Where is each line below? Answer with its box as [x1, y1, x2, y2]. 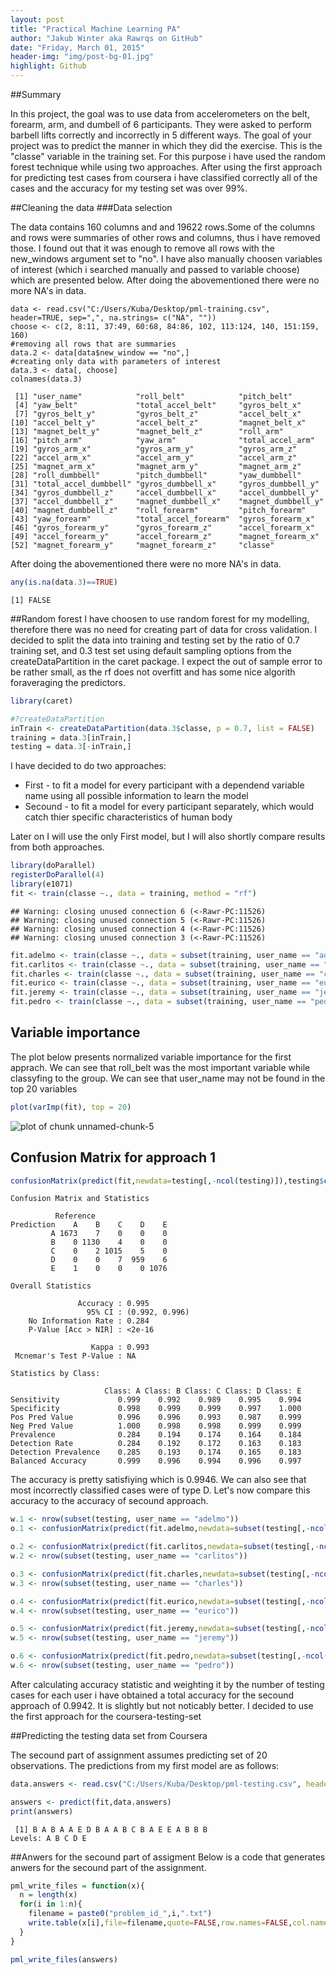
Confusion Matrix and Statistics [10, 1194, 150, 1204]
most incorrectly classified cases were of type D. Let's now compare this [10, 1484, 311, 1496]
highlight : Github [10, 61, 87, 71]
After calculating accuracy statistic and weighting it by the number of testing [10, 1678, 325, 1690]
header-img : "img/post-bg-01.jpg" [10, 52, 155, 62]
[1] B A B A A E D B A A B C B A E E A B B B [14, 1824, 208, 1835]
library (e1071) [10, 879, 74, 889]
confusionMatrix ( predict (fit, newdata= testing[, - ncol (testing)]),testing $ [10, 1176, 325, 1186]
